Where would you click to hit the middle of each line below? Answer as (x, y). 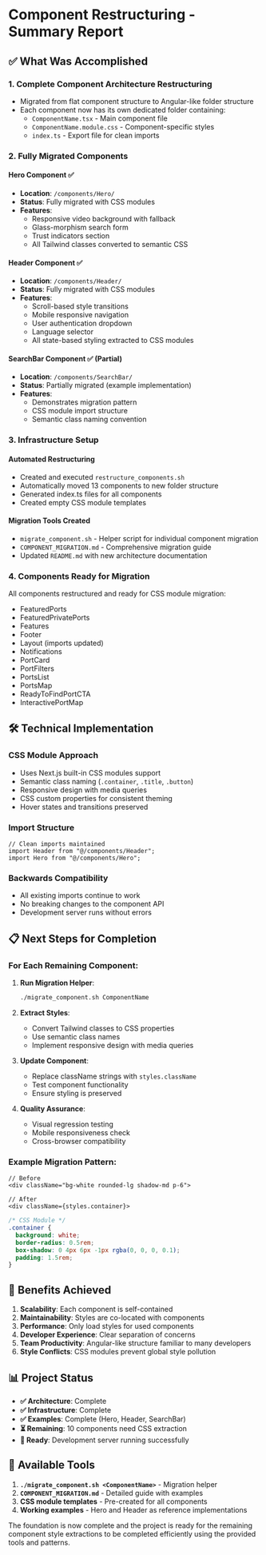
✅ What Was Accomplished (78, 61)
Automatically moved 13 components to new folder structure (119, 485)
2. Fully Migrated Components (68, 156)
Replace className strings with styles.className (114, 1076)
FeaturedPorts (43, 609)
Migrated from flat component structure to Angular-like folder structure (137, 101)
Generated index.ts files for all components (91, 494)
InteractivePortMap (52, 703)
